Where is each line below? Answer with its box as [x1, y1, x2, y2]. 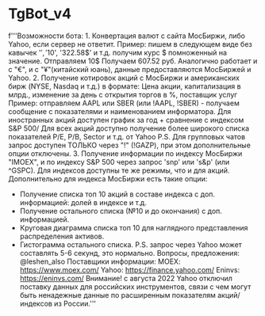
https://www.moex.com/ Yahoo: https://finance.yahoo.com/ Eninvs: [19, 265, 240, 274]
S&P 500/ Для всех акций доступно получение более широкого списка [8, 124, 250, 133]
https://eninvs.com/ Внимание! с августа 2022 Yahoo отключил [19, 273, 232, 283]
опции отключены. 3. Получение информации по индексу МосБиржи [8, 148, 243, 158]
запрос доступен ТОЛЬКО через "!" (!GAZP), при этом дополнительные [8, 140, 252, 150]
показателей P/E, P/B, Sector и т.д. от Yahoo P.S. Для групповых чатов [8, 131, 246, 141]
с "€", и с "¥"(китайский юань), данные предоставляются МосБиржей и [8, 64, 252, 74]
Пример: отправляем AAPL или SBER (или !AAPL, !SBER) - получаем [8, 98, 240, 108]
